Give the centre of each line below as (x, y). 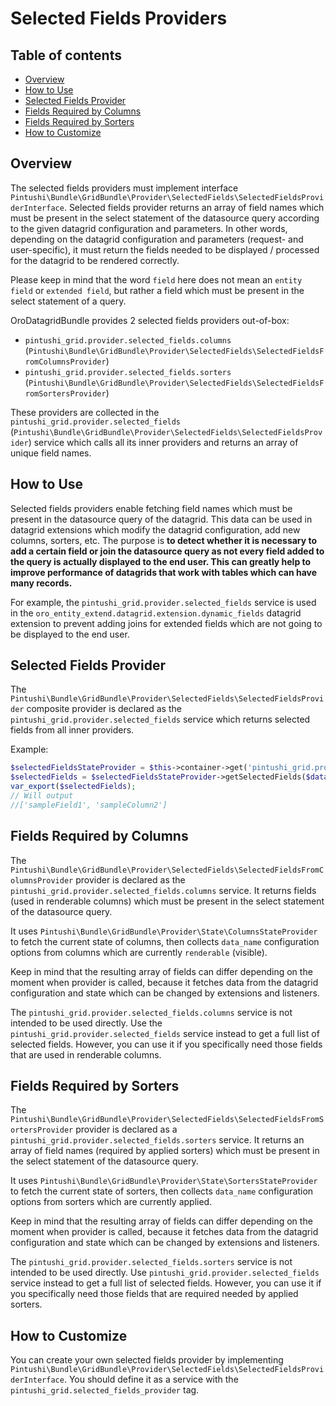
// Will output (42, 796)
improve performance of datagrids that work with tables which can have (164, 572)
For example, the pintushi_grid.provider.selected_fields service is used (163, 602)
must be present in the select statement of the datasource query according (165, 218)
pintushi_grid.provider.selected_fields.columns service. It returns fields (163, 890)
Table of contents (66, 55)
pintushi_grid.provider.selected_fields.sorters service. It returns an (157, 1140)
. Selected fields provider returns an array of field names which (194, 207)
